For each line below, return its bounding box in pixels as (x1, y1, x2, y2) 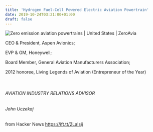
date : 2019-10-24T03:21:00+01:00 (5, 12, 75, 17)
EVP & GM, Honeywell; (5, 49, 52, 55)
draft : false (5, 16, 33, 21)
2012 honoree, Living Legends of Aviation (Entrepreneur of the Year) (5, 69, 146, 75)
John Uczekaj (5, 105, 34, 111)
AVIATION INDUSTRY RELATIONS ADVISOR (5, 90, 95, 96)
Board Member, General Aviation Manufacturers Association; (5, 59, 130, 65)
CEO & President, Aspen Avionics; (5, 40, 75, 46)
